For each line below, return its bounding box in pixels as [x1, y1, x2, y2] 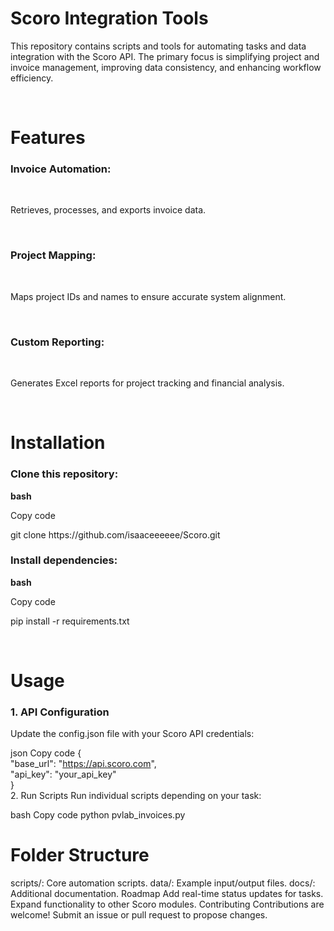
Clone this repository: [10, 467, 119, 481]
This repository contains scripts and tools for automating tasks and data [10, 40, 307, 52]
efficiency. [10, 72, 54, 84]
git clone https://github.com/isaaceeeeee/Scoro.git [10, 528, 221, 541]
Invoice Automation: [10, 162, 112, 176]
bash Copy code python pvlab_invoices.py [10, 809, 186, 821]
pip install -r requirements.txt [10, 615, 130, 627]
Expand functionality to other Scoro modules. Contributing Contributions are [10, 898, 325, 911]
